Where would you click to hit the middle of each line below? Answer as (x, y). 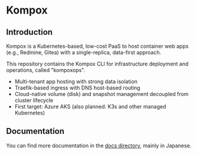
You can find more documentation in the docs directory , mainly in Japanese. (99, 146)
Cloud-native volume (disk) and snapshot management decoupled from (101, 94)
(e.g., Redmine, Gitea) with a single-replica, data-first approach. (84, 52)
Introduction (29, 32)
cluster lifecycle (34, 100)
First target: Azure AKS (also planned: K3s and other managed (90, 106)
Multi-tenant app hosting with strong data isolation (76, 81)
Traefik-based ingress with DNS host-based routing (77, 88)
